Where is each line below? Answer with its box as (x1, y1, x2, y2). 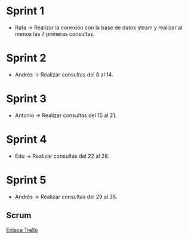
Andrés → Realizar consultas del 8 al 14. (14, 71, 113, 78)
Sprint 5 (6, 173, 47, 186)
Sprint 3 (6, 92, 47, 106)
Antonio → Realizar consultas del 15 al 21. (14, 112, 117, 119)
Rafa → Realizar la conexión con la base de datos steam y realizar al (14, 24, 183, 31)
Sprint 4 (6, 133, 47, 146)
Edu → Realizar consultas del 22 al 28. (14, 152, 109, 160)
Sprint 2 (6, 51, 47, 65)
